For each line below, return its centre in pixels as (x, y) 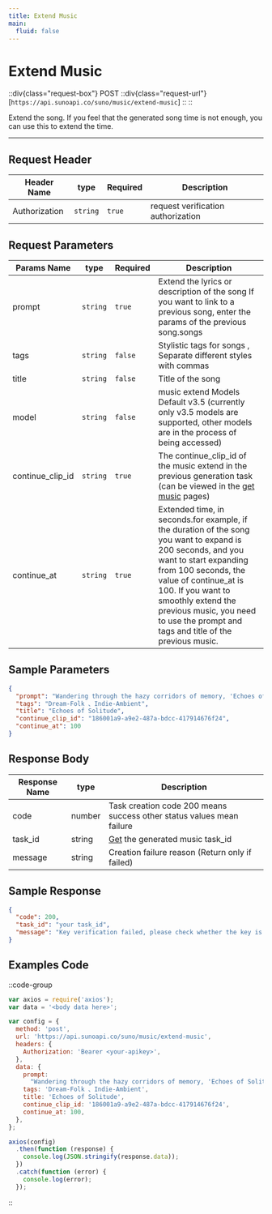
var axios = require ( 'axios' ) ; (61, 999)
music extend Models (199, 391)
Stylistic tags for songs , (204, 345)
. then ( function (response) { (65, 1149)
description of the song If (206, 291)
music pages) (184, 496)
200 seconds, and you (201, 549)
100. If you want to (194, 590)
